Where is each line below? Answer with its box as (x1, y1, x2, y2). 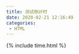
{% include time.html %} (6, 42, 67, 49)
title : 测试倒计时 (6, 8, 48, 15)
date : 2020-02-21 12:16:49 (6, 14, 74, 20)
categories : (6, 20, 36, 26)
